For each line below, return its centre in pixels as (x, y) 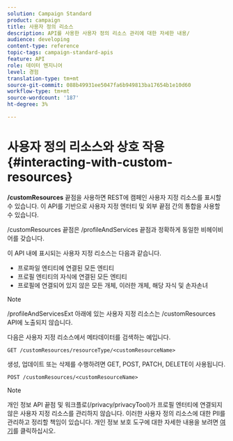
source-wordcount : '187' (43, 98)
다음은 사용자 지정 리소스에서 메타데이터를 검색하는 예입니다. (89, 337)
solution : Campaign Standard (49, 14)
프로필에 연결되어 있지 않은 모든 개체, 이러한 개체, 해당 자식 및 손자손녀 (113, 285)
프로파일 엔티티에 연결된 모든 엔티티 (66, 268)
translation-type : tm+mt (43, 78)
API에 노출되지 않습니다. (40, 322)
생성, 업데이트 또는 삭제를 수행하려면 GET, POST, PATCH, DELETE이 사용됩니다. (116, 364)
